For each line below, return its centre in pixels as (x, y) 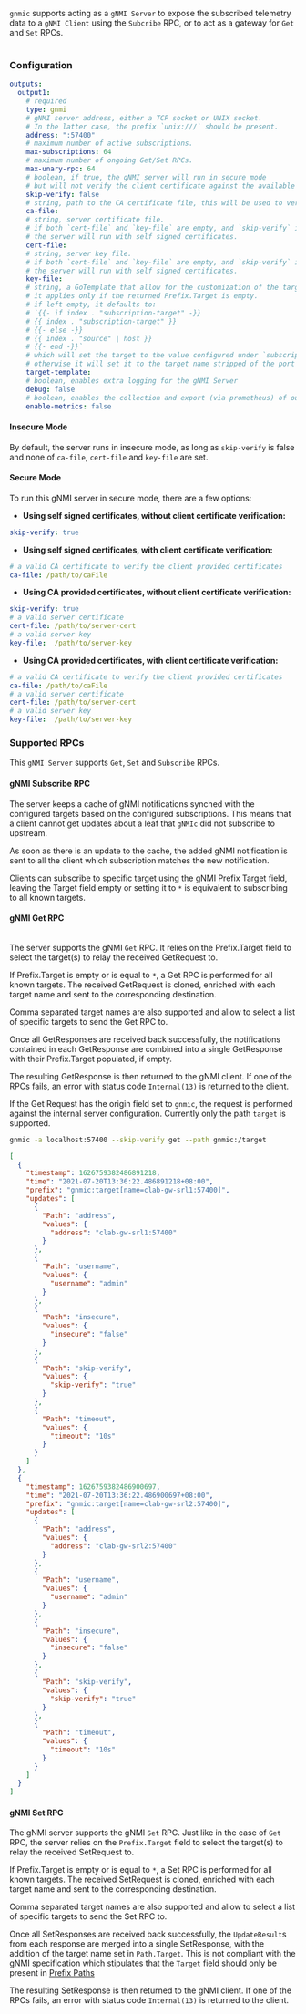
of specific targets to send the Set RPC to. (88, 1916)
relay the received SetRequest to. (72, 1852)
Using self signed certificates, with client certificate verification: (148, 550)
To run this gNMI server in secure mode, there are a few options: (131, 498)
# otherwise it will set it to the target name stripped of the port (161, 364)
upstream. (29, 832)
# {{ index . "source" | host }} (89, 338)
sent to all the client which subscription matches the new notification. (140, 860)
